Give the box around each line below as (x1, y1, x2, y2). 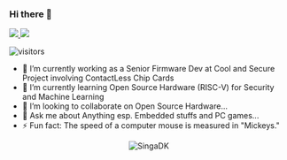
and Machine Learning (21, 92, 105, 103)
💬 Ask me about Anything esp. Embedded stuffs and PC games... (21, 110, 260, 121)
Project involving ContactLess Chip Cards (21, 72, 175, 83)
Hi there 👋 (9, 8, 53, 20)
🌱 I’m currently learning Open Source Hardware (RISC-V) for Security (21, 82, 275, 93)
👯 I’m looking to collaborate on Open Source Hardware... (21, 101, 229, 111)
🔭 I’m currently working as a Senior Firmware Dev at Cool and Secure (21, 64, 275, 74)
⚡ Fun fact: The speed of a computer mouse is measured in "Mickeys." (21, 120, 281, 131)
